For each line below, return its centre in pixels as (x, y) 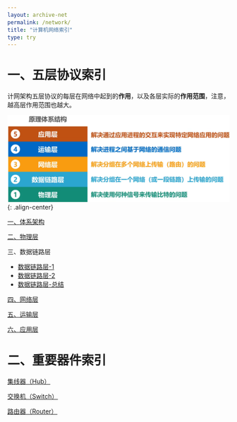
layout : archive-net (38, 15)
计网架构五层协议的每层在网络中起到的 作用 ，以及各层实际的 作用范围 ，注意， (119, 96)
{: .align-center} (31, 207)
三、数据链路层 (29, 251)
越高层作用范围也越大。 (41, 105)
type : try (22, 37)
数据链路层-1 (36, 266)
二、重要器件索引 (57, 360)
